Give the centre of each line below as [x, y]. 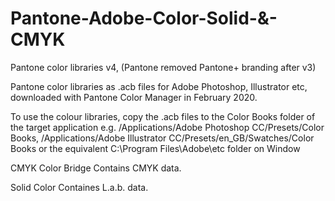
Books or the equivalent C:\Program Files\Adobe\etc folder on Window [155, 148]
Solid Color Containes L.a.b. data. [79, 187]
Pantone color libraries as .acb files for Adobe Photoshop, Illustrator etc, [159, 86]
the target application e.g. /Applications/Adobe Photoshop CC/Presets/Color [167, 127]
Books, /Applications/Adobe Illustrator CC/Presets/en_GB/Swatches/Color [162, 138]
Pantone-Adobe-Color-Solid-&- [144, 18]
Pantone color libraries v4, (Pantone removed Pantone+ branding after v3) [163, 67]
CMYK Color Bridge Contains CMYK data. [96, 168]
